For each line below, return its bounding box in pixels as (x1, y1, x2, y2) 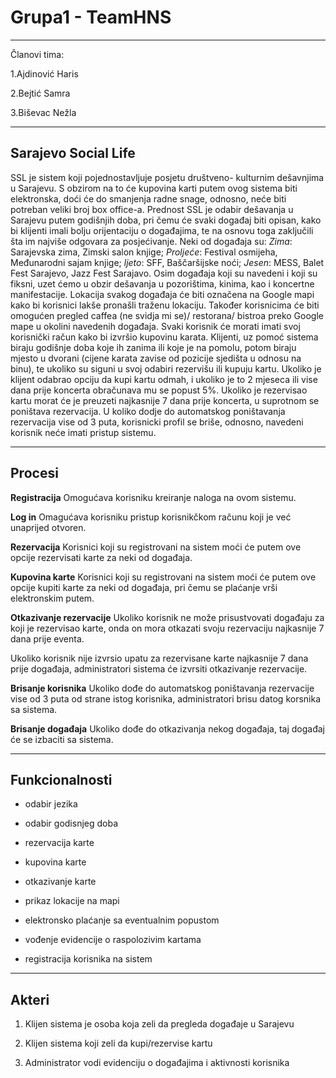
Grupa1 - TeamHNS (10, 6, 172, 29)
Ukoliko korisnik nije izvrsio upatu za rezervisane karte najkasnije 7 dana (10, 652, 309, 664)
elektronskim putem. (10, 592, 95, 604)
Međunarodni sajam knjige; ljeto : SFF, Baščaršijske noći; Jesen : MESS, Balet (10, 256, 325, 268)
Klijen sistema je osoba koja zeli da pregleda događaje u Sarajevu (24, 1018, 295, 1030)
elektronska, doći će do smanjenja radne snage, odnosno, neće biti (10, 192, 287, 205)
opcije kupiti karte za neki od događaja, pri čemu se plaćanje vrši (10, 581, 278, 593)
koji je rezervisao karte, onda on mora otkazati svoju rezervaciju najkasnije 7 (10, 622, 325, 634)
